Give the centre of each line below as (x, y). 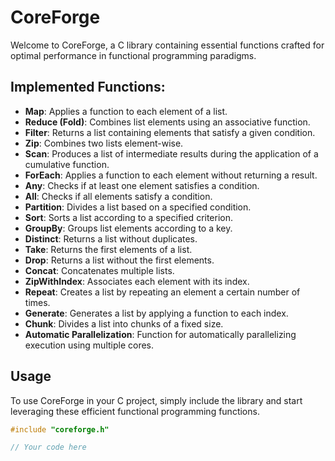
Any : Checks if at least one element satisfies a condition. (142, 185)
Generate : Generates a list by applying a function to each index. (156, 313)
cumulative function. (67, 164)
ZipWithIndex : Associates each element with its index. (137, 281)
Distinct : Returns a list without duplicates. (111, 238)
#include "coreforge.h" (60, 429)
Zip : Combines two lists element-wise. (104, 143)
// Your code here (48, 447)
